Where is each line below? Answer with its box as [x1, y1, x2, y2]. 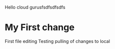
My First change [5, 22, 74, 33]
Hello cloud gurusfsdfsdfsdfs [5, 4, 65, 10]
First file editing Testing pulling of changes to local [5, 38, 110, 44]
